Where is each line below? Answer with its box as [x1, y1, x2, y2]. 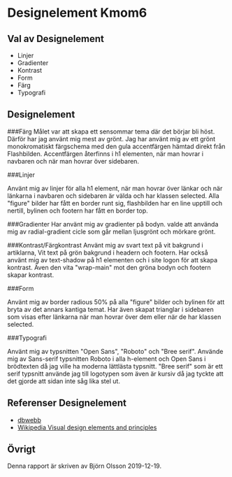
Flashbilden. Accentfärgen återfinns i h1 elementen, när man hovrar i [7, 149, 204, 158]
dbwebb [17, 415, 42, 424]
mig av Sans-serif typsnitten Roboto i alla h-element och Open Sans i [7, 355, 206, 363]
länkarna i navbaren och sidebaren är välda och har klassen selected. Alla [7, 191, 219, 200]
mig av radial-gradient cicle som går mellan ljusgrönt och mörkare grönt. [7, 227, 216, 236]
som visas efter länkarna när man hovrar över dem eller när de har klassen [7, 313, 222, 321]
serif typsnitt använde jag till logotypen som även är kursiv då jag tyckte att [7, 369, 224, 378]
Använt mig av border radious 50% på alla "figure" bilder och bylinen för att [7, 297, 225, 306]
